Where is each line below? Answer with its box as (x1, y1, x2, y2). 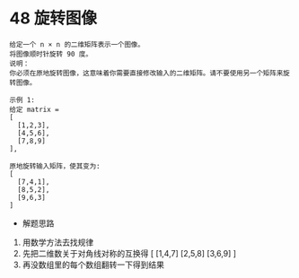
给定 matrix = (9, 105, 60, 114)
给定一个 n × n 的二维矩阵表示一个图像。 (9, 39, 145, 49)
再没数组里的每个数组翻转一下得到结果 (22, 259, 164, 270)
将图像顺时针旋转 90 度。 (9, 49, 92, 58)
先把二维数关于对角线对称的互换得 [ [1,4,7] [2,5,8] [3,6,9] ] (22, 248, 236, 258)
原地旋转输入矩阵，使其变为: (9, 161, 101, 170)
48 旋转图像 (9, 8, 97, 29)
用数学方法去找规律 (22, 237, 94, 248)
